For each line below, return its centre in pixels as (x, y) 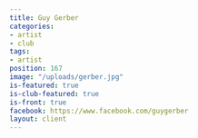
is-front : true (38, 102)
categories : (32, 26)
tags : (20, 52)
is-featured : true (44, 85)
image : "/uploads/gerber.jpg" (67, 77)
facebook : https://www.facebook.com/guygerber (99, 111)
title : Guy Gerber (44, 18)
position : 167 (36, 69)
